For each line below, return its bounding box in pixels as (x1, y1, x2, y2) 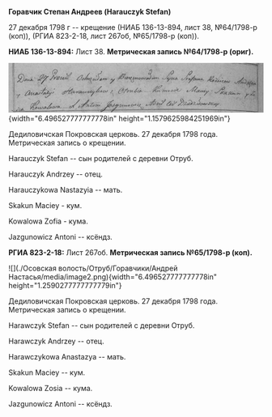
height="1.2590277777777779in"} (8, 280, 123, 290)
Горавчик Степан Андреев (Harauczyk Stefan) (8, 7, 172, 16)
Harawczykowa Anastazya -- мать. (8, 351, 126, 361)
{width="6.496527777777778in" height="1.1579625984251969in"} (8, 113, 231, 123)
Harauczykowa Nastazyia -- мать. (8, 185, 123, 194)
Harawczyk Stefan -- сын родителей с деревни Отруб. (8, 320, 195, 330)
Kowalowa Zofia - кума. (8, 216, 89, 226)
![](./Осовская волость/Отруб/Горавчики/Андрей (8, 263, 178, 273)
